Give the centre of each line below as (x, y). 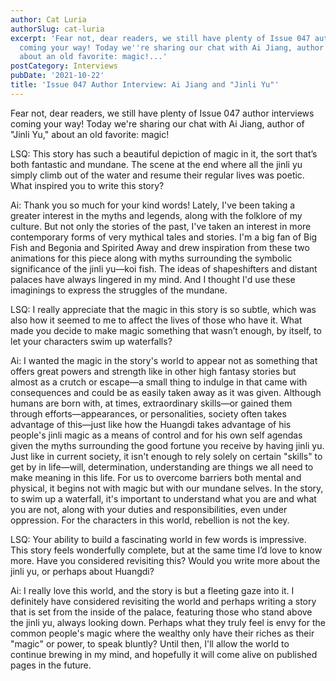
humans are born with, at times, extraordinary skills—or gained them (151, 403)
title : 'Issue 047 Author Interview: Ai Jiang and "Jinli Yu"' (145, 85)
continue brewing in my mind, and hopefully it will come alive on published (164, 654)
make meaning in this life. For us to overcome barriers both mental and (156, 477)
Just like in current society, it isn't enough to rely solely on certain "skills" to (166, 456)
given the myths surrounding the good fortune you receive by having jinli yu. (167, 445)
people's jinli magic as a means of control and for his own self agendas (156, 435)
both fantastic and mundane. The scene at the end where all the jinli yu (156, 164)
